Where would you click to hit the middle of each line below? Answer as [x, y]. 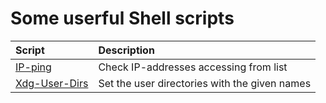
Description [126, 50]
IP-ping [33, 67]
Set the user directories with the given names [205, 83]
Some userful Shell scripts [122, 18]
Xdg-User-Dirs [52, 83]
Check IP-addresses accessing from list [193, 67]
